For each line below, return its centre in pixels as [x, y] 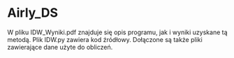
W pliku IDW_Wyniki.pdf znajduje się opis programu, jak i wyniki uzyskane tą [118, 32]
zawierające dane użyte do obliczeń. [60, 47]
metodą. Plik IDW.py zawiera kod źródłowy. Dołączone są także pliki [105, 39]
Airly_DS [32, 13]
